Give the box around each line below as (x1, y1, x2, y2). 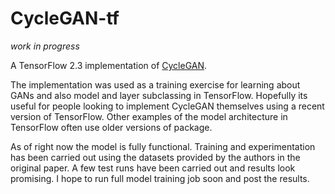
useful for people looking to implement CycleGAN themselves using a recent (10, 100, 325, 112)
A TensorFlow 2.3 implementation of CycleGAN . (10, 59, 208, 71)
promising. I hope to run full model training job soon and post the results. (10, 172, 310, 184)
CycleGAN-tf (10, 7, 120, 30)
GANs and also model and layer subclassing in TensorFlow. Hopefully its (10, 89, 308, 101)
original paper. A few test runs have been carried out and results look (10, 162, 296, 174)
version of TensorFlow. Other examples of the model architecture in (10, 110, 288, 122)
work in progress (10, 40, 80, 52)
